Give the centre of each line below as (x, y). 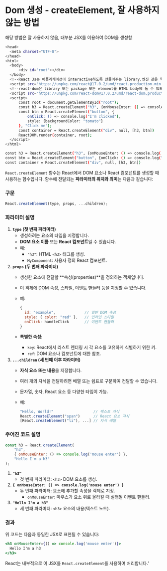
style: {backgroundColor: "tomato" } (65, 121)
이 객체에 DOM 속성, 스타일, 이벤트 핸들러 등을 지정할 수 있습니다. (83, 288)
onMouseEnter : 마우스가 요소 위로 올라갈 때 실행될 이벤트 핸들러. (89, 497)
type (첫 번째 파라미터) (34, 229)
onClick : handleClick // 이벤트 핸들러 (69, 322)
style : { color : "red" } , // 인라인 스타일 (69, 317)
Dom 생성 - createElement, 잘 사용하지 (83, 10)
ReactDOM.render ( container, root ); (55, 135)
